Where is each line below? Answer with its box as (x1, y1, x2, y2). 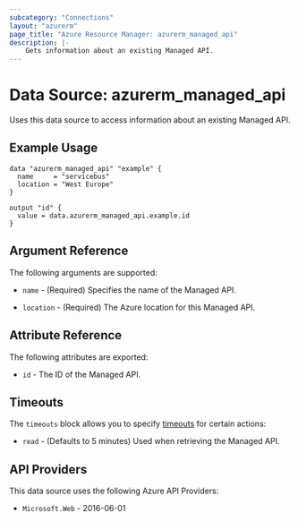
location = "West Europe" (17, 180, 115, 189)
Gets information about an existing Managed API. (25, 47, 215, 56)
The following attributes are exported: (9, 351, 149, 363)
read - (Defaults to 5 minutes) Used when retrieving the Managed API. (21, 436, 280, 447)
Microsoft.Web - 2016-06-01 (21, 503, 126, 514)
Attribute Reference (9, 328, 123, 343)
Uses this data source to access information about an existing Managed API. (9, 115, 291, 125)
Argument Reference (9, 243, 129, 259)
